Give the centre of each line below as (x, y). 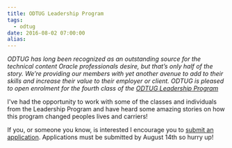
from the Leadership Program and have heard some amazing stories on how (116, 109)
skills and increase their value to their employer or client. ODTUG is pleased (116, 81)
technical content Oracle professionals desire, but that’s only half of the (110, 66)
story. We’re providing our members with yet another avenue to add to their (115, 74)
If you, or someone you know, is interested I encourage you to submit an (110, 130)
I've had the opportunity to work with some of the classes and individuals (112, 102)
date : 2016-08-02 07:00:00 (46, 33)
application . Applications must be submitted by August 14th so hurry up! (110, 137)
